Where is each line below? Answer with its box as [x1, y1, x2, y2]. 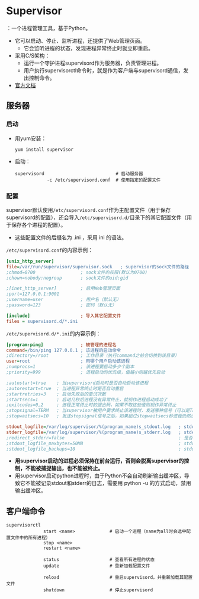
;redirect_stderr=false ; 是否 [6, 435, 193, 440]
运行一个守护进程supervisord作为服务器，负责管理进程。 [23, 59, 162, 66]
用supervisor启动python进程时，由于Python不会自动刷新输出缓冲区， [14, 472, 185, 479]
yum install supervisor [14, 147, 74, 153]
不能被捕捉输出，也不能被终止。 [25, 465, 104, 472]
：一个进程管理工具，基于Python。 [6, 24, 91, 31]
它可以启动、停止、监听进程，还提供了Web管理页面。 [14, 37, 146, 44]
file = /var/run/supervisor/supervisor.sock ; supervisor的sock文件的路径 [6, 264, 190, 270]
